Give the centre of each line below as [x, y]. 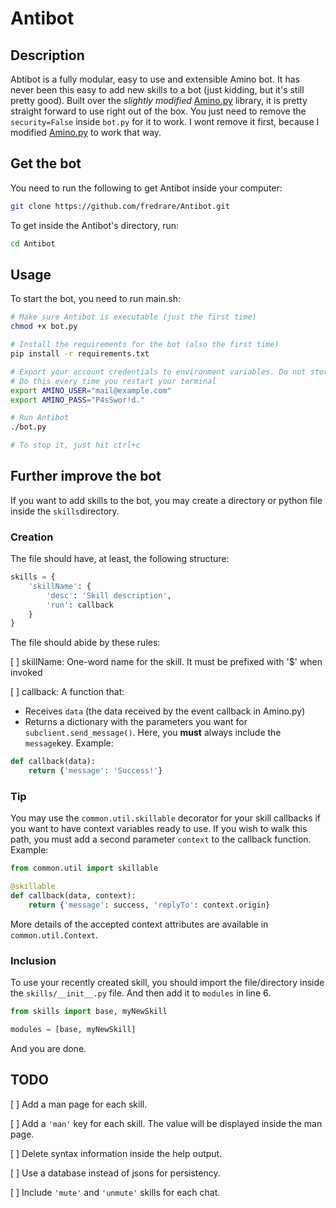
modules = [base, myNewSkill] [73, 1030]
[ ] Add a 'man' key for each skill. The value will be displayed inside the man [166, 1123]
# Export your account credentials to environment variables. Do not [158, 372]
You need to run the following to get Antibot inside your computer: [146, 188]
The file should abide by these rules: [85, 643]
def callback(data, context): [73, 896]
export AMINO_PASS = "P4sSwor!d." [77, 400]
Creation [32, 537]
